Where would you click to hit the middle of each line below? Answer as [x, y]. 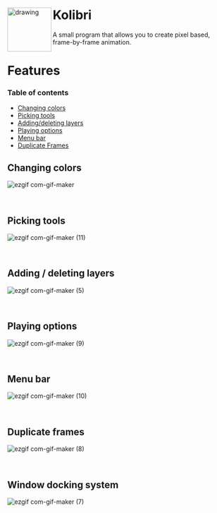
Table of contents [38, 93]
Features [34, 71]
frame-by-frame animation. [92, 42]
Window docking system [63, 484]
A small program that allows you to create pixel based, [131, 35]
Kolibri [72, 15]
